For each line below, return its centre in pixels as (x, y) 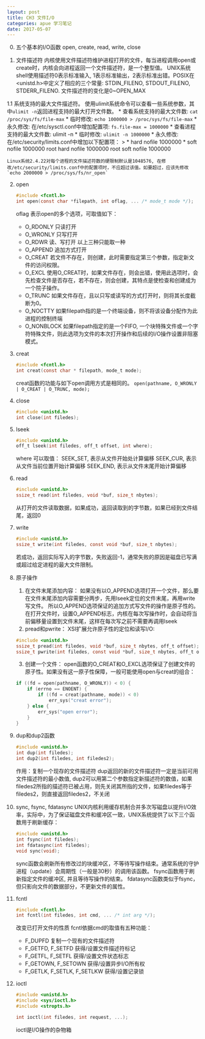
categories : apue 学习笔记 (39, 23)
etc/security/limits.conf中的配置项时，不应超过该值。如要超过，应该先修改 (102, 168)
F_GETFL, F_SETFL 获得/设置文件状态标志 (77, 956)
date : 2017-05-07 (29, 29)
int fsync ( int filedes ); (47, 839)
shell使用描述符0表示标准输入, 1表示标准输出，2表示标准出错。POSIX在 (105, 76)
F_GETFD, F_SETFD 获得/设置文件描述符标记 (80, 948)
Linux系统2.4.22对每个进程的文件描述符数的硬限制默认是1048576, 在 (84, 161)
